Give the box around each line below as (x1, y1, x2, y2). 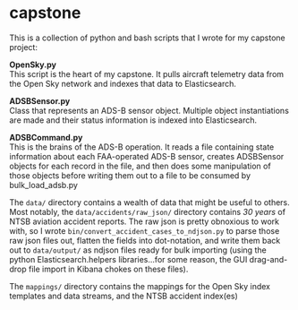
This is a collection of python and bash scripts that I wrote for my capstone (9, 32, 285, 43)
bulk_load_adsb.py (9, 179, 79, 190)
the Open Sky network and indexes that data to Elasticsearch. (9, 78, 237, 89)
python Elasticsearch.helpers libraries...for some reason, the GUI (9, 254, 248, 264)
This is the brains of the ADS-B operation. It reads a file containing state (9, 142, 275, 152)
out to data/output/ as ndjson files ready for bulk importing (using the (9, 245, 267, 255)
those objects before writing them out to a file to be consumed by (9, 169, 251, 181)
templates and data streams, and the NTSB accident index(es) (9, 290, 239, 301)
